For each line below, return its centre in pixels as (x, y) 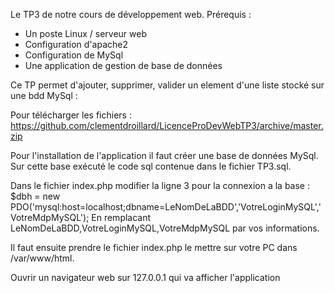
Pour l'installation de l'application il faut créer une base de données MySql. (164, 155)
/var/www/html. (42, 258)
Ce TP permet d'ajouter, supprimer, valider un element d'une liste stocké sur (167, 85)
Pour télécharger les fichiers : (71, 115)
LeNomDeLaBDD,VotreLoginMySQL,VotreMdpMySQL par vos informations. (165, 228)
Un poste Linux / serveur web (85, 33)
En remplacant (121, 217)
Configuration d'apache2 (76, 44)
